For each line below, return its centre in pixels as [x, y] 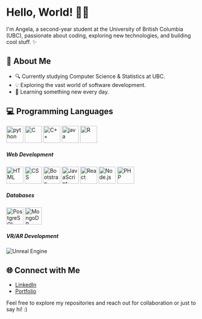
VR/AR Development [33, 236]
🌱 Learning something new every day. [62, 92]
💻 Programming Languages [60, 111]
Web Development [30, 155]
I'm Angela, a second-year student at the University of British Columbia [95, 29]
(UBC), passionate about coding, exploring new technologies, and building [99, 35]
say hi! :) [17, 309]
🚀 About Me [29, 61]
